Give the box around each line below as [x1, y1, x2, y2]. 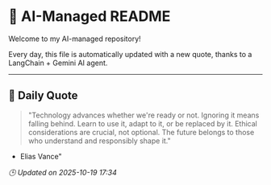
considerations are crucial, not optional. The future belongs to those [27, 127, 255, 137]
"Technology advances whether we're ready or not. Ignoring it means [27, 110, 260, 120]
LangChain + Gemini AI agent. [8, 58, 108, 68]
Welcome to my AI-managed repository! [8, 34, 141, 43]
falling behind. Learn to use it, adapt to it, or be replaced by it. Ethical [27, 118, 258, 128]
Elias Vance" [19, 151, 62, 161]
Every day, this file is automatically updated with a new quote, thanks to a [8, 49, 252, 59]
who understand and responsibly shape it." [27, 136, 171, 146]
